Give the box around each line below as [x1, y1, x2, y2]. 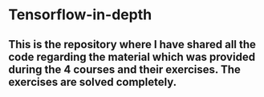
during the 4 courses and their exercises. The [8, 63, 241, 76]
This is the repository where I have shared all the [8, 38, 257, 51]
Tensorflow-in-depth [8, 6, 152, 24]
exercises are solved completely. [8, 75, 177, 89]
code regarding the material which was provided [8, 50, 255, 63]
